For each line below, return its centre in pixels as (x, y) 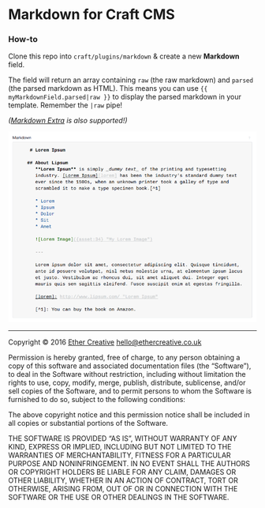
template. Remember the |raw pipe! (65, 105)
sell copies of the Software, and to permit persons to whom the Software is (130, 391)
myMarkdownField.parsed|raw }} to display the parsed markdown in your (125, 97)
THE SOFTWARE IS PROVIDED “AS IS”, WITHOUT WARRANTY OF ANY (123, 438)
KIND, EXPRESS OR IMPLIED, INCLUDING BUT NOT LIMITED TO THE (120, 447)
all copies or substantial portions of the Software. (88, 423)
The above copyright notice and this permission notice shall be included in (129, 415)
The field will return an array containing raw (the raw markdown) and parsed (131, 80)
